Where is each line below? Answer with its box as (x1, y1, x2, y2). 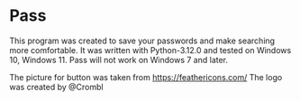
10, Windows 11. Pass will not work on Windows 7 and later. (9, 54, 228, 65)
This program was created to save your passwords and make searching (9, 35, 276, 46)
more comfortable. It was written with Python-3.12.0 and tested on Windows (9, 44, 292, 55)
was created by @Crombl (9, 81, 104, 92)
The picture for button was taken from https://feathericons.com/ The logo (9, 71, 283, 82)
